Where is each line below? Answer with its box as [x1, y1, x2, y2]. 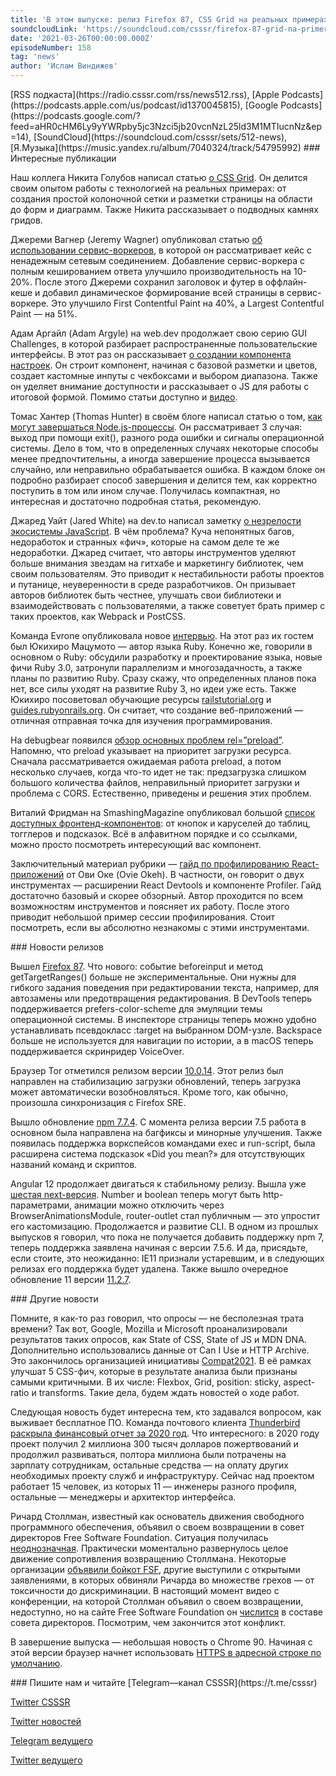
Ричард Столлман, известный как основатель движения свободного [10, 1511, 305, 1522]
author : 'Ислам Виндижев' [10, 61, 118, 71]
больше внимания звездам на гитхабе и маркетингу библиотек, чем [10, 557, 304, 569]
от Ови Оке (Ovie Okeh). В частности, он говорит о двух [66, 869, 305, 880]
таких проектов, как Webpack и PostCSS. [10, 611, 186, 622]
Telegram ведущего [10, 1735, 93, 1746]
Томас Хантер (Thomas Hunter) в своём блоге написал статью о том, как [10, 411, 323, 422]
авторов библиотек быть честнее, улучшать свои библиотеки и [10, 589, 282, 601]
